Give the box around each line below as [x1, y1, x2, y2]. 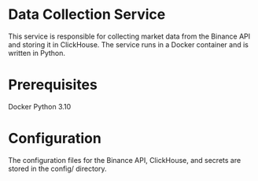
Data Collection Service [8, 6, 166, 24]
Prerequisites [8, 76, 98, 94]
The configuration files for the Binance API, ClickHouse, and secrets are [8, 155, 241, 164]
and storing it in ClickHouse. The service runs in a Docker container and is [8, 39, 249, 49]
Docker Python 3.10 [8, 102, 72, 111]
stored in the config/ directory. [8, 164, 108, 173]
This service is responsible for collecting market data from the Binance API [8, 31, 251, 41]
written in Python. [8, 48, 65, 57]
